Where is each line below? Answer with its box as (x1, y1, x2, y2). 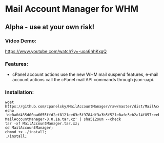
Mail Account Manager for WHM (5, 3, 139, 15)
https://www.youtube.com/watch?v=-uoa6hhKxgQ (5, 48, 107, 54)
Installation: (5, 89, 34, 96)
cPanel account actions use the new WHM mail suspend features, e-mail (12, 71, 159, 77)
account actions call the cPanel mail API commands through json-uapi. (12, 77, 155, 83)
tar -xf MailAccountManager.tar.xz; (5, 121, 80, 126)
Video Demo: (5, 37, 37, 44)
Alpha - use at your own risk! (5, 23, 95, 31)
